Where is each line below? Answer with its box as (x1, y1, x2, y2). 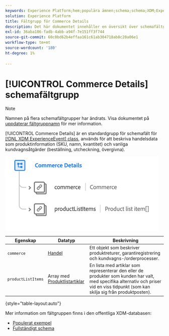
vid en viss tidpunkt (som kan (90, 284, 150, 290)
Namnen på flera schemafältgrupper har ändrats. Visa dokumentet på (5, 115, 149, 121)
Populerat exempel (12, 320, 52, 326)
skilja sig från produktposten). (90, 289, 151, 295)
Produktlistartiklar (47, 279, 84, 285)
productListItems (7, 277, 44, 282)
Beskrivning (112, 237, 139, 243)
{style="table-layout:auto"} (5, 300, 61, 306)
